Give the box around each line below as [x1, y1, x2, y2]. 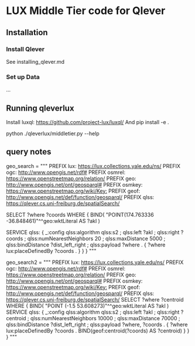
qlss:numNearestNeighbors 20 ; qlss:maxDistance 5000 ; [27, 235, 166, 242]
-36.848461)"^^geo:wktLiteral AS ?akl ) [6, 217, 101, 224]
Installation [6, 28, 48, 37]
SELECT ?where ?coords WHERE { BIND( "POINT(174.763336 [6, 211, 154, 218]
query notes [6, 147, 52, 157]
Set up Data [6, 73, 40, 81]
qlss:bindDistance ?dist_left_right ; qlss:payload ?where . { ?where [6, 241, 166, 248]
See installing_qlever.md [6, 58, 65, 65]
